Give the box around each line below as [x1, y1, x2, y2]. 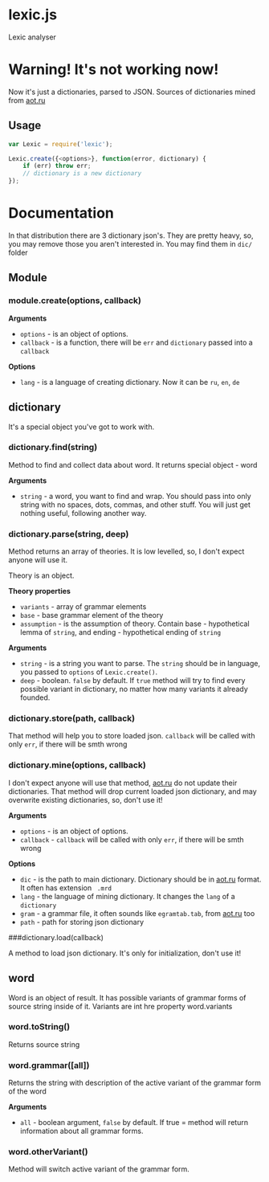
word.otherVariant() [8, 1147, 88, 1158]
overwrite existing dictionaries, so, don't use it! [8, 795, 163, 804]
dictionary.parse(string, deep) [8, 528, 129, 539]
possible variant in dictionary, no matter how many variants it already [19, 685, 249, 694]
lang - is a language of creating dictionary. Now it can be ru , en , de [19, 377, 240, 387]
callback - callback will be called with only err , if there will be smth [19, 834, 244, 845]
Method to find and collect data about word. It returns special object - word [8, 460, 258, 469]
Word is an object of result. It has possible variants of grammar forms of [8, 992, 247, 1002]
